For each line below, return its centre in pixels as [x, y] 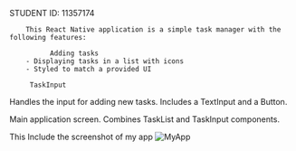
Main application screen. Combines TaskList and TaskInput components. [145, 119]
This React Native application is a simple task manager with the [153, 30]
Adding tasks [74, 53]
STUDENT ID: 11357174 [52, 13]
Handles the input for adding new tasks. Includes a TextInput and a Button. [148, 102]
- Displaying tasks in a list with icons [105, 61]
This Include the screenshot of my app [81, 137]
